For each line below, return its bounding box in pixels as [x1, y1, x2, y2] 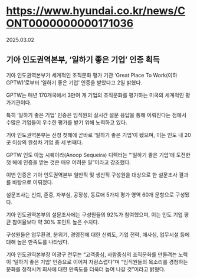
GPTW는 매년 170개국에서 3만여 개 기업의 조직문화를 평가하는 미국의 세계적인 [6, 91, 185, 99]
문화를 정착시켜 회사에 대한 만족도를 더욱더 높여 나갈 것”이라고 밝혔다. [6, 266, 166, 273]
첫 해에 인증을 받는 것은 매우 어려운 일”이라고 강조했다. [6, 158, 131, 166]
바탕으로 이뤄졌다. [12, 178, 54, 185]
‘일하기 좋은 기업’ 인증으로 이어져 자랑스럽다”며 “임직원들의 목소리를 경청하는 [12, 258, 188, 265]
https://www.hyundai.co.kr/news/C [6, 4, 186, 18]
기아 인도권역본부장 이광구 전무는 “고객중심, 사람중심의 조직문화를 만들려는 [6, 251, 177, 258]
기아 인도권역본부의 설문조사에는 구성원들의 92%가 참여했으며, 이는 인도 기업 [6, 211, 183, 218]
